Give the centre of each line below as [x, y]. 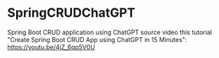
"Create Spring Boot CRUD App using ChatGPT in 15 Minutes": [97, 39]
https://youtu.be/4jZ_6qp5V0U [51, 47]
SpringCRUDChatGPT [71, 13]
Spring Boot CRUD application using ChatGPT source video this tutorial [109, 32]
